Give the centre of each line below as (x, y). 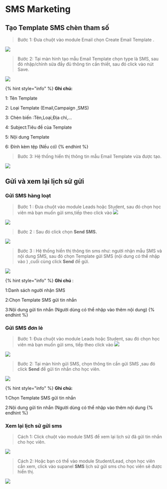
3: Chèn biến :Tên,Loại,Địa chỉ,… (39, 118)
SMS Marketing (38, 9)
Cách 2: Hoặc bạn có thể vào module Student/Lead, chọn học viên (86, 461)
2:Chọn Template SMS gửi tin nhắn (41, 300)
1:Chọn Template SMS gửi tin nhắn (40, 398)
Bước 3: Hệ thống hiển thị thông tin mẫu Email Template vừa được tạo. (89, 156)
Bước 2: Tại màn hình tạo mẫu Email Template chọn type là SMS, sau (88, 59)
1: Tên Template (21, 98)
